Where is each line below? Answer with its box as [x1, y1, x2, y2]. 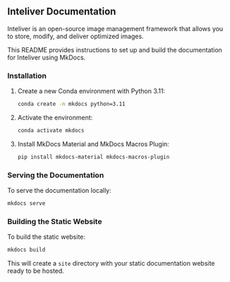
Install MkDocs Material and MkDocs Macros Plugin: [17, 139, 169, 148]
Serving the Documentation [7, 170, 104, 180]
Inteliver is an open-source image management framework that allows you [7, 24, 224, 33]
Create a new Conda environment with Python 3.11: [17, 87, 166, 95]
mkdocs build [7, 247, 46, 254]
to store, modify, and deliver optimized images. [7, 32, 144, 40]
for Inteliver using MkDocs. [7, 53, 86, 61]
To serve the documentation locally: [7, 187, 111, 195]
